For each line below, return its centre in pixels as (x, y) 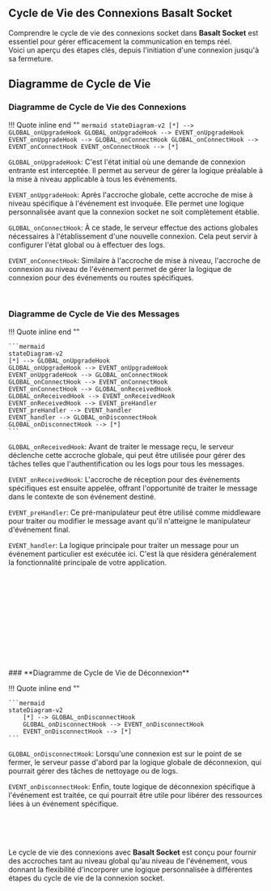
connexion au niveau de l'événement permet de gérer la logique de (120, 269)
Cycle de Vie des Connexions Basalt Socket (121, 13)
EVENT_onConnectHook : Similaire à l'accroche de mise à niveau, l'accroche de (135, 260)
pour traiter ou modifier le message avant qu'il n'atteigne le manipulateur (130, 520)
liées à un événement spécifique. (64, 804)
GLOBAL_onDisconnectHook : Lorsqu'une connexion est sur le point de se (125, 753)
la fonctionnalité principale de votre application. (88, 562)
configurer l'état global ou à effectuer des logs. (87, 244)
